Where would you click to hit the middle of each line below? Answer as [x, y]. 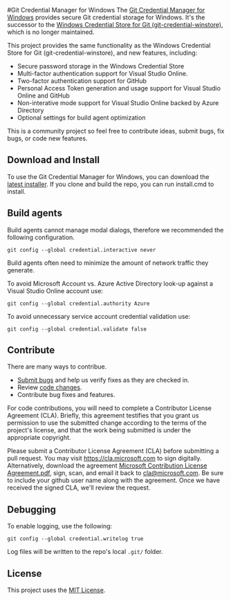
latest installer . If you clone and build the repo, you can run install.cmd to [111, 184]
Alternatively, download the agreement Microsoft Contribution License [107, 465]
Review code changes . [49, 387]
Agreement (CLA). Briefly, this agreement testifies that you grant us [103, 416]
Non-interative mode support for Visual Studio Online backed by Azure [118, 103]
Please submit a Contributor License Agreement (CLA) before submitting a [113, 451]
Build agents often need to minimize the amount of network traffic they [108, 263]
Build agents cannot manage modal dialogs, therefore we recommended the [115, 230]
